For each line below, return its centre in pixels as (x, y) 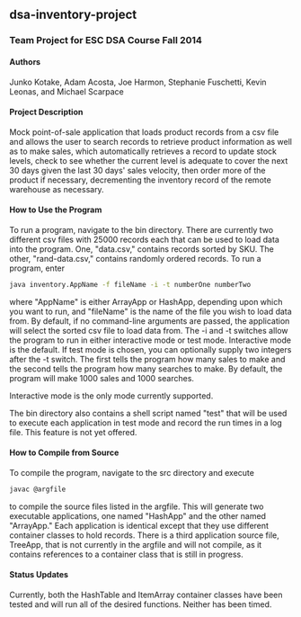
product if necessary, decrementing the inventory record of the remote (140, 180)
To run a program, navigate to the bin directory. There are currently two (142, 229)
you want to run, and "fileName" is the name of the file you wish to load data (150, 311)
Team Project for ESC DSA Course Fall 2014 (106, 40)
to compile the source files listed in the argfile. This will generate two (137, 506)
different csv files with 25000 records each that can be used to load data (145, 239)
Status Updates (39, 575)
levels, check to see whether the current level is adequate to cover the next (149, 160)
